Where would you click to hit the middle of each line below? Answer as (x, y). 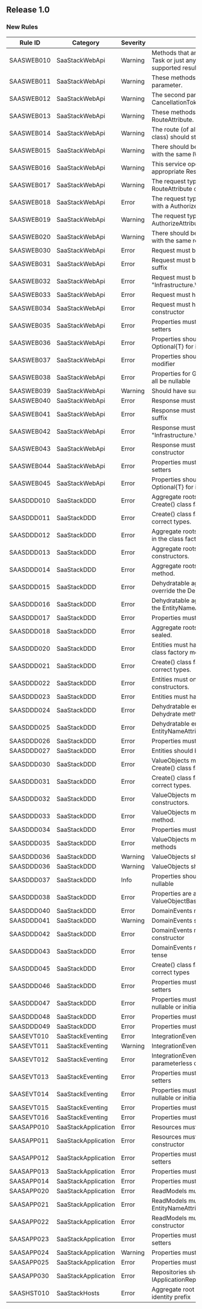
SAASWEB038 (30, 377)
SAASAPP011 (29, 1140)
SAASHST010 (29, 1293)
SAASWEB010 (30, 60)
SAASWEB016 (30, 168)
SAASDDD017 (30, 617)
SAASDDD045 (30, 968)
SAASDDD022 (30, 683)
